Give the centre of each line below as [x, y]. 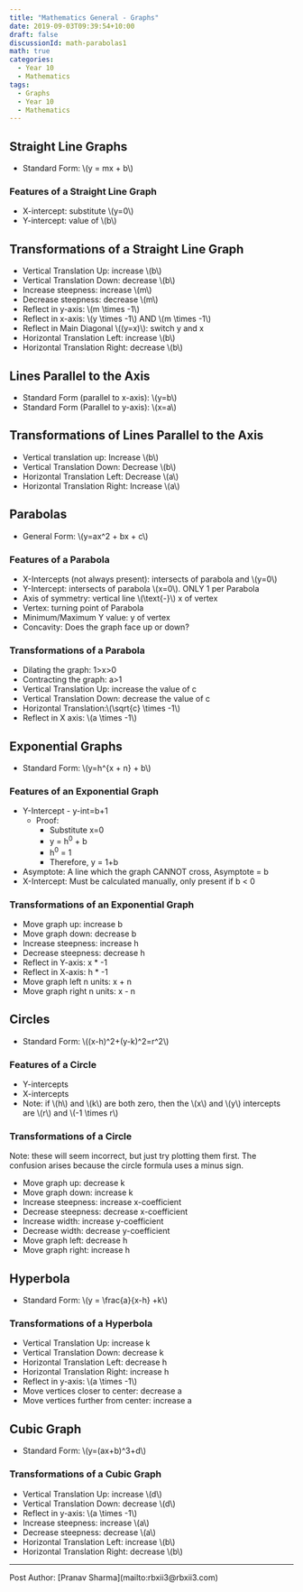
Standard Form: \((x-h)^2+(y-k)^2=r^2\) [96, 1041]
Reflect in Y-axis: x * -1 [65, 962]
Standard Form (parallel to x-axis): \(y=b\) [100, 397]
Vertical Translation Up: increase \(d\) [92, 1494]
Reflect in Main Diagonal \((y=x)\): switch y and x [113, 328]
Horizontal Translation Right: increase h [96, 1372]
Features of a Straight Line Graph [83, 191]
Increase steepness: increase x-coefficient [102, 1202]
